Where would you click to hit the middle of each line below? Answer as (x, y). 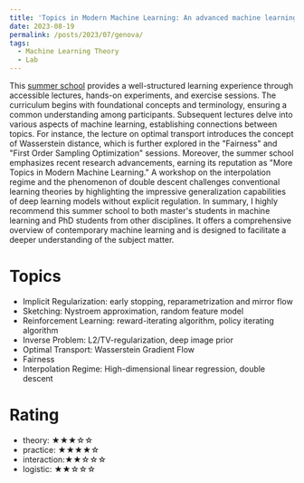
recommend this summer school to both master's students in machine (140, 211)
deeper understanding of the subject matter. (92, 240)
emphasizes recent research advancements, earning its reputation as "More (151, 163)
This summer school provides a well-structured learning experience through (152, 86)
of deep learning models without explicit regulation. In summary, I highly (144, 201)
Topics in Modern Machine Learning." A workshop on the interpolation (140, 172)
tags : (19, 43)
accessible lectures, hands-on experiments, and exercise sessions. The (143, 95)
